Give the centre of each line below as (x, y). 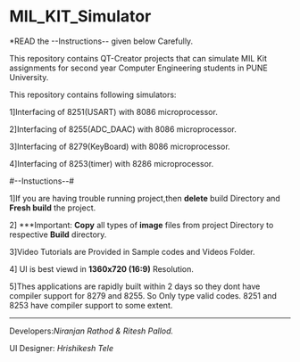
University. (29, 77)
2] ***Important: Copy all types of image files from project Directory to (142, 225)
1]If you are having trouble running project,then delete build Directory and (145, 198)
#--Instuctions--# (42, 181)
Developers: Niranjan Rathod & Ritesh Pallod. (92, 331)
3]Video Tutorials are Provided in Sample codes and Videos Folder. (133, 251)
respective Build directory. (58, 234)
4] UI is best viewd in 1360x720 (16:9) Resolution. (101, 268)
